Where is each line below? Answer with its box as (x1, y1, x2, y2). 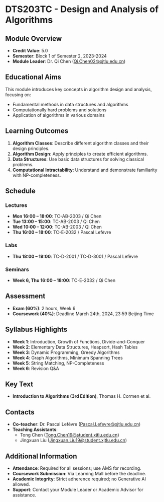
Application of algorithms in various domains (12, 112, 105, 118)
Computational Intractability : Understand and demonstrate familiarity (12, 167, 157, 173)
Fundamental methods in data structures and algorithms (12, 101, 129, 107)
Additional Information (5, 452, 77, 460)
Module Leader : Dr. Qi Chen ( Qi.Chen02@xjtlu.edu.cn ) (12, 58, 126, 64)
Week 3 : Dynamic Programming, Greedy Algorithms (12, 349, 120, 355)
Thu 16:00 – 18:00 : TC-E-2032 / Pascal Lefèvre (12, 229, 111, 235)
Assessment (5, 292, 46, 301)
